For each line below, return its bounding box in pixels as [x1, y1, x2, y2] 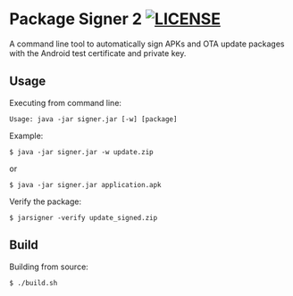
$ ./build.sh [9, 278, 58, 287]
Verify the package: [9, 196, 82, 207]
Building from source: [9, 261, 89, 272]
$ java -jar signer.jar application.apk [9, 180, 163, 189]
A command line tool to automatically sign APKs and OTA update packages [9, 38, 285, 49]
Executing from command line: [9, 97, 122, 108]
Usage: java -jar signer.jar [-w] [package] [9, 114, 178, 124]
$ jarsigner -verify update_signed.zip [9, 213, 158, 222]
